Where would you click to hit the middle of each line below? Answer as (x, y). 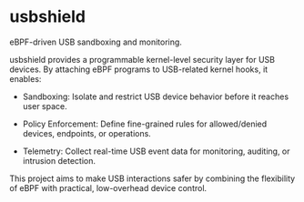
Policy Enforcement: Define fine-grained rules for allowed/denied (145, 124)
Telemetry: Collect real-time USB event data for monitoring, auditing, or (156, 151)
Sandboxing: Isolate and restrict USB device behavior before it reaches (156, 96)
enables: (25, 78)
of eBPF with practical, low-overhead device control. (108, 187)
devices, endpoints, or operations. (87, 133)
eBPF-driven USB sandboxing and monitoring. (96, 42)
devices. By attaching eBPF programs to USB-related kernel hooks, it (139, 69)
